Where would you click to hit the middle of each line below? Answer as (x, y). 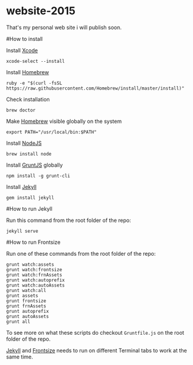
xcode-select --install (36, 61)
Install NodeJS (24, 143)
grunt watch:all (26, 290)
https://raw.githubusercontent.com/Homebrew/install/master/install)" (95, 88)
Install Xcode (22, 50)
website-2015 (41, 11)
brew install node (29, 154)
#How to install (24, 39)
